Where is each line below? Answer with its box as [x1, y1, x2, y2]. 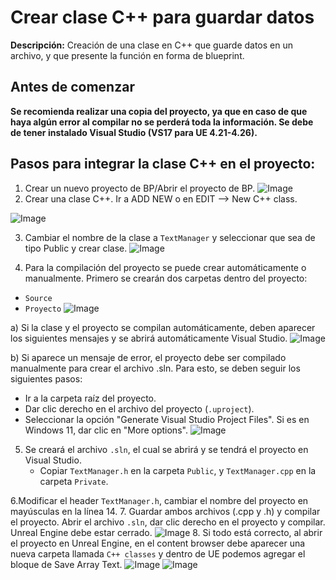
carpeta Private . [39, 475, 109, 487]
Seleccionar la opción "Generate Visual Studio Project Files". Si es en [24, 413, 310, 425]
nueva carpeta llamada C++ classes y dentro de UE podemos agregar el [10, 547, 306, 560]
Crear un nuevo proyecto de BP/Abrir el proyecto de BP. [24, 182, 256, 194]
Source [24, 293, 53, 303]
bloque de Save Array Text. [10, 558, 123, 570]
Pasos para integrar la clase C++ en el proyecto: [10, 156, 316, 173]
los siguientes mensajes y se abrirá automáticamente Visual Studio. [10, 332, 288, 344]
